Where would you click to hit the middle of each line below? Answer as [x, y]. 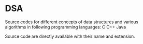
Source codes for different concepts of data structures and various [72, 22]
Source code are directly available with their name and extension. [70, 36]
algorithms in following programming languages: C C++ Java [65, 27]
